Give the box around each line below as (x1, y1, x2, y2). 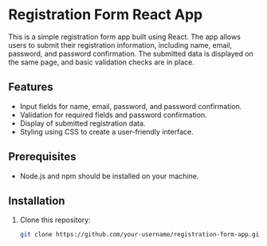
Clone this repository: (19, 215, 91, 225)
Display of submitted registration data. (19, 118, 146, 128)
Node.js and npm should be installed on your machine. (19, 171, 199, 181)
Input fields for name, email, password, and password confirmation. (19, 101, 242, 111)
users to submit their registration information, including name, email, (8, 40, 233, 49)
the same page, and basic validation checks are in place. (8, 57, 195, 67)
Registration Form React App (8, 6, 203, 24)
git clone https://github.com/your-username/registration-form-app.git (19, 231, 263, 239)
